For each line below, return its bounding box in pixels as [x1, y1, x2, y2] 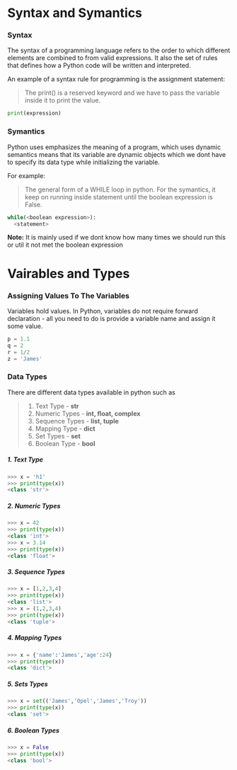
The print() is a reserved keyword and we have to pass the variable [24, 88, 220, 97]
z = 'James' [7, 355, 42, 362]
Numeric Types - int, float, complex [35, 409, 141, 418]
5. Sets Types [7, 679, 48, 688]
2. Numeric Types [7, 501, 61, 510]
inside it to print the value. [24, 96, 101, 105]
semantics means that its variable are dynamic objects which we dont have [7, 150, 226, 158]
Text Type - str [35, 402, 79, 410]
